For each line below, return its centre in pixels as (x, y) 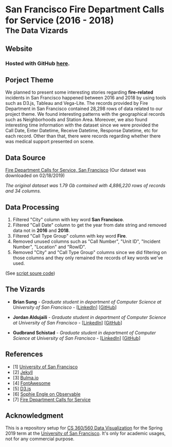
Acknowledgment (34, 415)
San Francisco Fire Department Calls (85, 10)
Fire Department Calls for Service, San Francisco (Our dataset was (76, 170)
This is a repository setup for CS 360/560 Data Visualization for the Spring (84, 428)
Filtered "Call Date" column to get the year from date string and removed (90, 225)
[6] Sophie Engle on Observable (46, 394)
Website (19, 49)
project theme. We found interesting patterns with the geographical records (85, 114)
